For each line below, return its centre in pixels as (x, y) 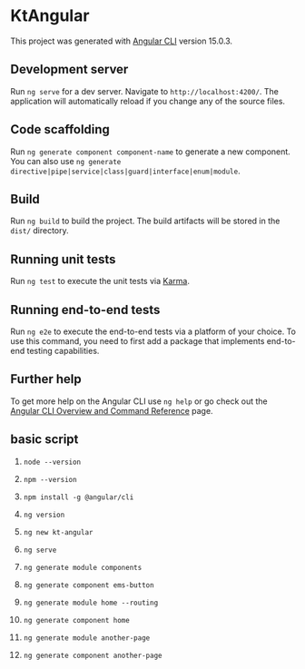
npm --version (50, 479)
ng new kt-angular (58, 532)
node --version (52, 462)
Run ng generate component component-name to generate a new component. (151, 152)
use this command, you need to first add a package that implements (138, 341)
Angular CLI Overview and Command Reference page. (112, 410)
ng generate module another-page (87, 638)
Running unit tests (63, 259)
